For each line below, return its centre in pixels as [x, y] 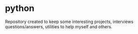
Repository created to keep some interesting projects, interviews [69, 22]
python [20, 8]
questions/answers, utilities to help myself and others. [59, 26]
